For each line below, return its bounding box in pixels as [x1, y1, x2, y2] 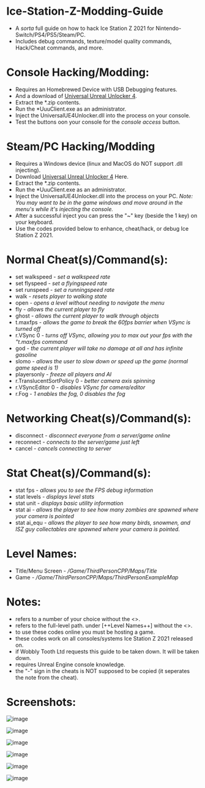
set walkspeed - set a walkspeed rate [15, 273, 111, 280]
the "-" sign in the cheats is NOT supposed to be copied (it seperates [15, 667, 190, 674]
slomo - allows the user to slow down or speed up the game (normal [15, 357, 188, 365]
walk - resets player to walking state [15, 292, 107, 300]
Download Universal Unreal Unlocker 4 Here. [15, 173, 129, 180]
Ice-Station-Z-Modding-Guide [6, 4, 164, 18]
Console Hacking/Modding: [6, 65, 150, 80]
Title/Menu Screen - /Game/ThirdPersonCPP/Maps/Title [15, 567, 157, 574]
